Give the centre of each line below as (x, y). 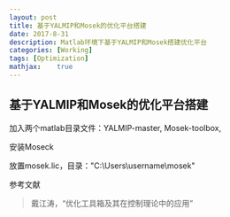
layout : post (33, 17)
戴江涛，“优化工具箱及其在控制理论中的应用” (112, 203)
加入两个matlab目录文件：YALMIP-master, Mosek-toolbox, (115, 128)
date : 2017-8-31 (39, 34)
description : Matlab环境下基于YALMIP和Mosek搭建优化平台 (108, 42)
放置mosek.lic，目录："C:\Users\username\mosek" (102, 166)
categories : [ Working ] (51, 50)
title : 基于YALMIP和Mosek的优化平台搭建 (78, 26)
